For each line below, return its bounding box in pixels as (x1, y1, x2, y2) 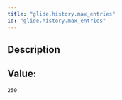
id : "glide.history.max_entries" (7, 17, 106, 24)
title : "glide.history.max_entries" (7, 10, 116, 18)
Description (7, 44, 60, 56)
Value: (7, 68, 37, 80)
